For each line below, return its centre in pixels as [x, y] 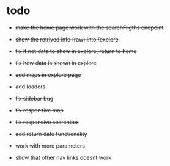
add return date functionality [51, 134]
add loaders [30, 87]
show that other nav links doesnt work [63, 157]
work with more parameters [50, 146]
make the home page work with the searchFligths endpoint [89, 27]
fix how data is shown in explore [56, 63]
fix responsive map [39, 110]
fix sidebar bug [34, 98]
